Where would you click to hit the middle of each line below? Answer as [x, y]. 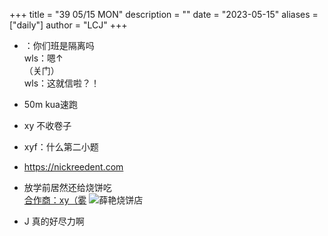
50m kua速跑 [50, 104]
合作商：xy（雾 [55, 200]
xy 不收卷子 [47, 125]
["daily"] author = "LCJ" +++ [68, 25]
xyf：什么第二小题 [61, 147]
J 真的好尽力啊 [54, 221]
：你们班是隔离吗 [59, 45]
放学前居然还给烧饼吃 [67, 187]
